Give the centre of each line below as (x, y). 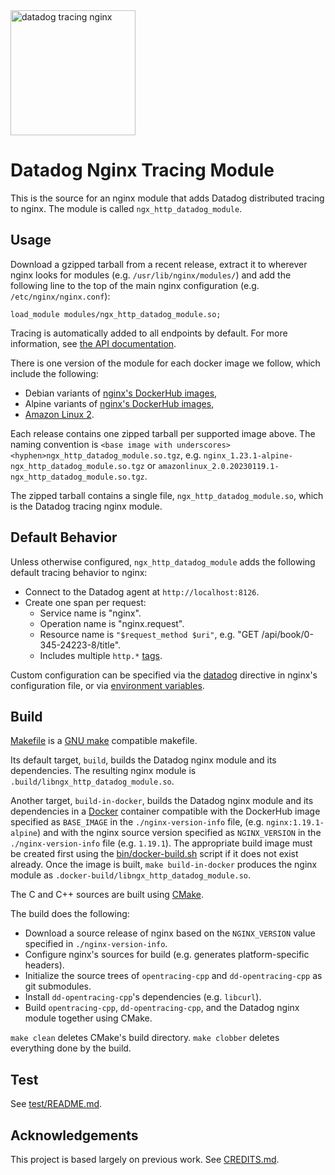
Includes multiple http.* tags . (101, 655)
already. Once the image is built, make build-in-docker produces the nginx (164, 865)
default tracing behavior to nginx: (79, 572)
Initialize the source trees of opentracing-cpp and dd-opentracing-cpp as (173, 976)
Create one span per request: (85, 602)
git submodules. (58, 986)
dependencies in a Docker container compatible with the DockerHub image (165, 811)
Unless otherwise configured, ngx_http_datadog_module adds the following (163, 561)
